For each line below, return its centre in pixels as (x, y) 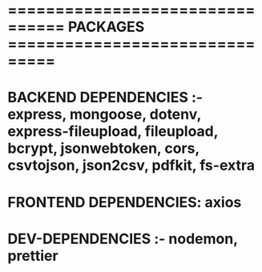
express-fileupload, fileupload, (113, 132)
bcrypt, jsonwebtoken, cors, (103, 148)
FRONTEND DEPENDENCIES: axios (125, 202)
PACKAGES (106, 27)
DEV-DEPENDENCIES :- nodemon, (123, 239)
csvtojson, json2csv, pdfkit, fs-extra (131, 166)
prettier (33, 256)
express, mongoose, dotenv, (105, 115)
